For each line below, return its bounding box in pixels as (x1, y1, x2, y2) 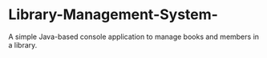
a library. (8, 40, 38, 49)
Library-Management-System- (8, 6, 219, 24)
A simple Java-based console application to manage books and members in (8, 32, 259, 41)
